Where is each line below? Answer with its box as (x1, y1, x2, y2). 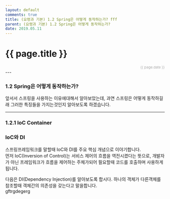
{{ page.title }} (5, 48, 68, 60)
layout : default (5, 7, 39, 13)
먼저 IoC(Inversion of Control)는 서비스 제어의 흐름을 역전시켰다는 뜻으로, (5, 152, 151, 158)
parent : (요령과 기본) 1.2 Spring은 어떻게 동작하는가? (5, 21, 111, 27)
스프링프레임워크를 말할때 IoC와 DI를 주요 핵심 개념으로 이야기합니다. (5, 146, 141, 152)
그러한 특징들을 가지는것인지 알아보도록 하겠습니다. (10, 102, 111, 108)
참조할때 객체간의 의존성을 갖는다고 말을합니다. (5, 182, 98, 188)
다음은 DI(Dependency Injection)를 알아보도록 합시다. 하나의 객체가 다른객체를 (5, 176, 161, 182)
